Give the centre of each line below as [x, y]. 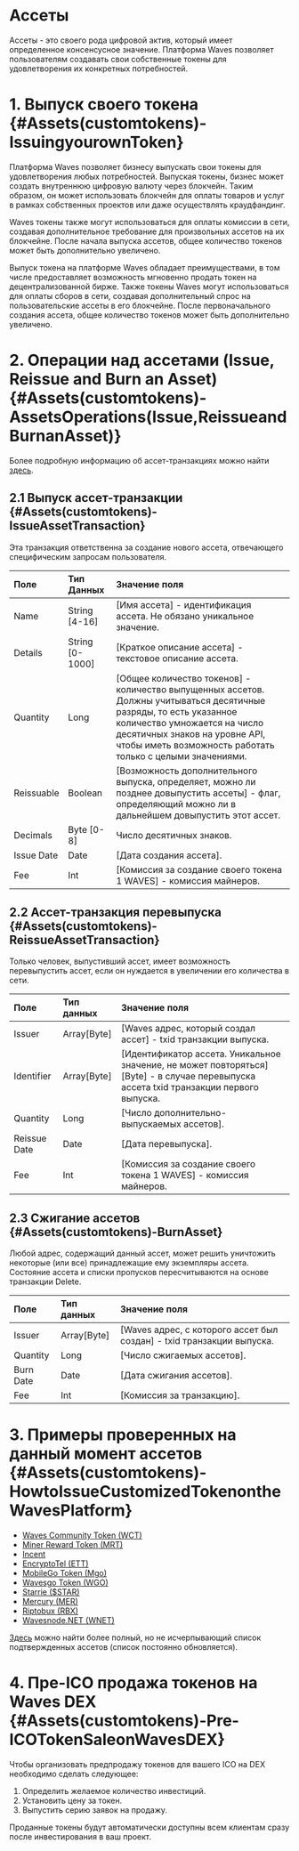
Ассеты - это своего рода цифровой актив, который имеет [121, 40]
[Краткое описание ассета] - [179, 647]
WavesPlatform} [71, 1511]
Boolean [85, 793]
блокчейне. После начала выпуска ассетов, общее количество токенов [146, 240]
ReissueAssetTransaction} [85, 940]
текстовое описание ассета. [177, 658]
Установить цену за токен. [72, 1801]
